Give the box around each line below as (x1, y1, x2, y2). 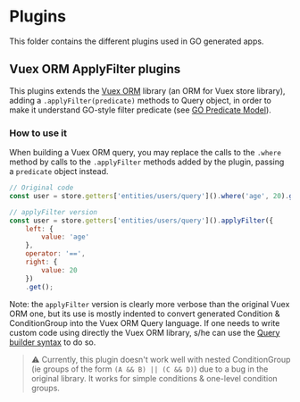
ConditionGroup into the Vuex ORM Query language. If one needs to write (9, 317, 280, 328)
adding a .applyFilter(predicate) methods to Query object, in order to (9, 95, 272, 105)
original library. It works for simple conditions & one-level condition (30, 373, 279, 383)
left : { (25, 224, 54, 233)
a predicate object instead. (9, 166, 109, 177)
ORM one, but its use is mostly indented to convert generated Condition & (9, 308, 280, 319)
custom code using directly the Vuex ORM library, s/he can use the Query (9, 327, 280, 338)
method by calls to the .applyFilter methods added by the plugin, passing (9, 156, 285, 167)
